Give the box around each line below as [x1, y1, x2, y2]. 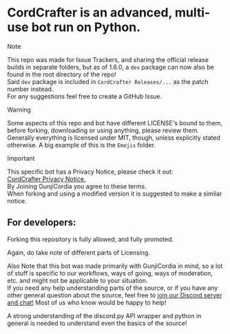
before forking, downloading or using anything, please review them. [7, 126, 200, 134]
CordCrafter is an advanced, [7, 5, 172, 21]
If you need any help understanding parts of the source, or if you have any [7, 284, 218, 292]
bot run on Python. [31, 19, 141, 35]
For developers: [7, 217, 76, 229]
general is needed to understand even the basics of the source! [7, 319, 187, 327]
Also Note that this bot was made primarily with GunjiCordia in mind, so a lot [7, 262, 223, 270]
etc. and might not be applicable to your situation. [7, 276, 148, 284]
